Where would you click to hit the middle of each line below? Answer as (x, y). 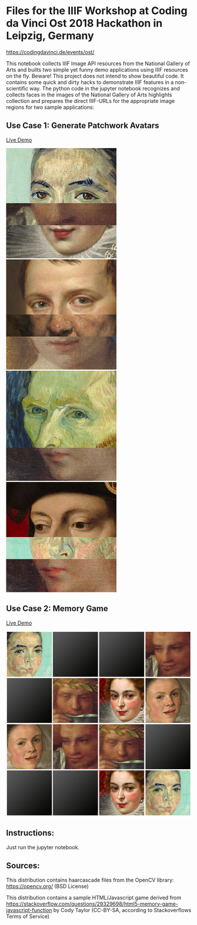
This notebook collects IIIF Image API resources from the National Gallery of (98, 63)
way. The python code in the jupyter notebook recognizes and (105, 88)
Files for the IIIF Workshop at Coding (97, 11)
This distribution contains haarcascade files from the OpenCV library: (90, 880)
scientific (17, 88)
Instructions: (30, 833)
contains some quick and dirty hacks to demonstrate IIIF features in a (90, 82)
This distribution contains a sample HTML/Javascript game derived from (94, 897)
